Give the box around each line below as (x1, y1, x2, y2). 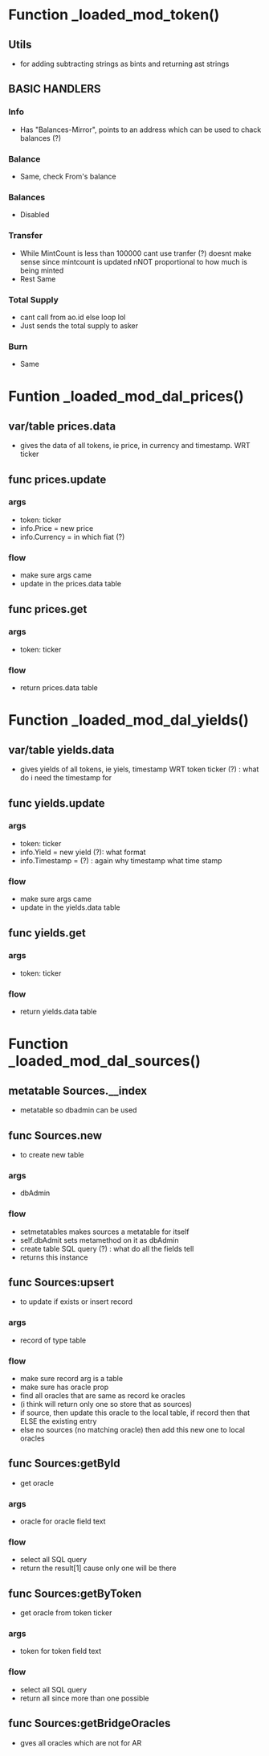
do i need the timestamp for (19, 773, 112, 783)
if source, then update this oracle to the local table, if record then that (19, 1408, 251, 1417)
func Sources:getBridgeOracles (8, 1717, 171, 1730)
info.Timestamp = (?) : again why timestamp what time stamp (19, 855, 222, 866)
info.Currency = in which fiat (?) (19, 532, 125, 541)
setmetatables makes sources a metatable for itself (19, 1227, 190, 1236)
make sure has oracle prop (19, 1382, 109, 1392)
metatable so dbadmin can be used (19, 1105, 137, 1115)
